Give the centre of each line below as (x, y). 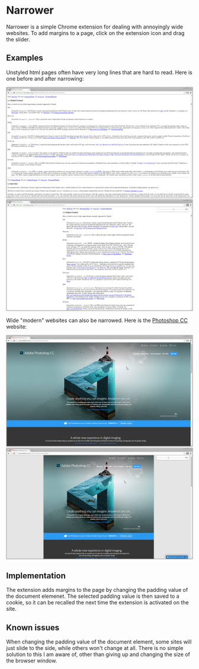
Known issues (33, 627)
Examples (25, 58)
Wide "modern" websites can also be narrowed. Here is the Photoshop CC (97, 320)
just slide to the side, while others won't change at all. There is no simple (95, 648)
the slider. (18, 39)
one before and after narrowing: (45, 78)
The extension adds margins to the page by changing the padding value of (97, 590)
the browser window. (32, 661)
